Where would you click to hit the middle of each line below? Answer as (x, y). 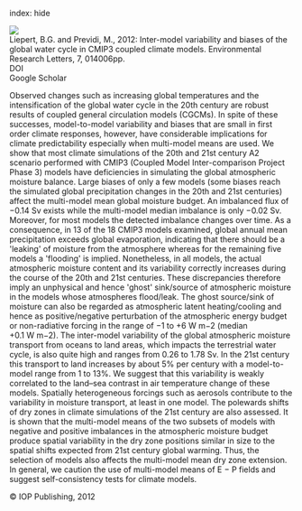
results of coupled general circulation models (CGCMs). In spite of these (144, 115)
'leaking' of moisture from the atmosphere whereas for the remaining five (146, 249)
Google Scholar (38, 78)
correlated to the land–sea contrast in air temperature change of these (140, 383)
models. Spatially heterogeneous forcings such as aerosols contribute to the (151, 393)
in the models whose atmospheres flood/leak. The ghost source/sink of (142, 297)
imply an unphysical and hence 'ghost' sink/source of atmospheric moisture (150, 287)
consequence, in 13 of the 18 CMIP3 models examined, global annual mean (149, 230)
